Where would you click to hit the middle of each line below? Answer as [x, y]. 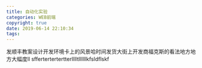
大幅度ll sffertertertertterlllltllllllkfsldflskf [60, 59]
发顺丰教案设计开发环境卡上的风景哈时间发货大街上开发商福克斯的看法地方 [98, 52]
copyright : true [26, 23]
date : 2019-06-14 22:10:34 [40, 28]
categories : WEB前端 [31, 17]
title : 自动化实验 [27, 12]
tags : [13, 34]
